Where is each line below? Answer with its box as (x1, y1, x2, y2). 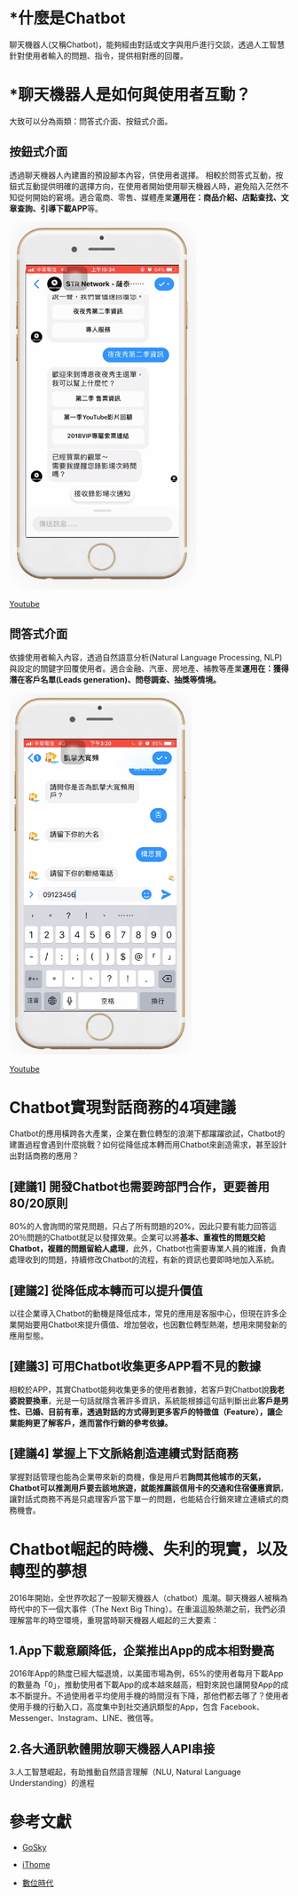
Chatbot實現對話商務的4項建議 (9, 1097, 237, 1117)
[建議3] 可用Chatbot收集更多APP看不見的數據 (9, 1359, 262, 1374)
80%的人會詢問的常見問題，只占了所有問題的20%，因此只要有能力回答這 (9, 1221, 278, 1232)
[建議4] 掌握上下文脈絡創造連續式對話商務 (9, 1446, 239, 1461)
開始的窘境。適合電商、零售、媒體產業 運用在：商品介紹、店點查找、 (32, 192, 281, 203)
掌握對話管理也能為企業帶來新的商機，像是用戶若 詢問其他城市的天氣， (9, 1471, 266, 1482)
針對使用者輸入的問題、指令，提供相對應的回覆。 (9, 50, 188, 60)
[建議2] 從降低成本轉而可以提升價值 (9, 1283, 204, 1298)
